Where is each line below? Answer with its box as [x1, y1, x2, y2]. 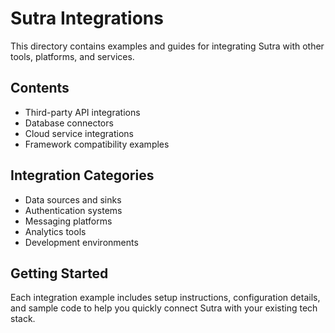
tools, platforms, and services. [10, 50, 135, 62]
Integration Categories [10, 167, 155, 184]
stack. [10, 313, 36, 325]
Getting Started [10, 265, 109, 282]
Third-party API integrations [24, 106, 141, 118]
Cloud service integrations [24, 127, 135, 139]
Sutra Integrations [10, 7, 164, 30]
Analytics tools [24, 225, 87, 237]
